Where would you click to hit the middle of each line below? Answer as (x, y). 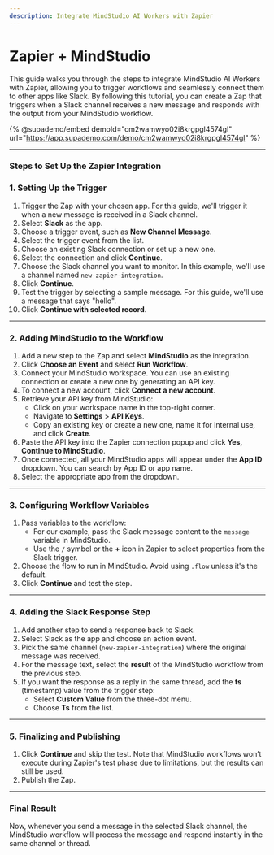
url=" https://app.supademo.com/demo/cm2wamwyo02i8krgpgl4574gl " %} (135, 137)
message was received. (61, 656)
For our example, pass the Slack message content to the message (141, 532)
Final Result (33, 808)
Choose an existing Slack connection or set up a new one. (118, 249)
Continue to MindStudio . (63, 451)
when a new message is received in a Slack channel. (109, 214)
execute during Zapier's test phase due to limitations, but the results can (142, 762)
